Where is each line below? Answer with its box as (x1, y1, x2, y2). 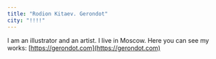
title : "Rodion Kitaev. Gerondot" (7, 10, 109, 18)
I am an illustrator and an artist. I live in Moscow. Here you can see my (7, 36, 209, 44)
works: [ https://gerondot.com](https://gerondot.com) (7, 44, 161, 52)
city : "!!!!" (7, 17, 46, 24)
